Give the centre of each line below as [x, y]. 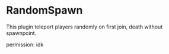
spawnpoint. [21, 33]
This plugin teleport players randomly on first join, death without [84, 27]
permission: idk [25, 45]
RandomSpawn [44, 10]
